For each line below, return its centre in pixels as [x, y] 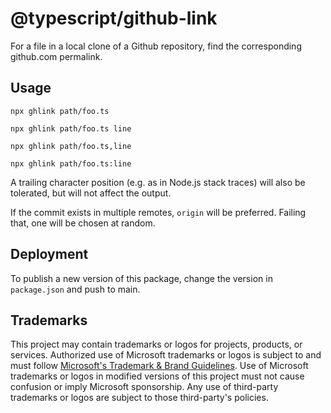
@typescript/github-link [114, 18]
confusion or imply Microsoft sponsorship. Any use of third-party [144, 387]
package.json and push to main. [75, 289]
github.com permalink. [56, 56]
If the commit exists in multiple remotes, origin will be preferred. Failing [158, 212]
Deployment [49, 254]
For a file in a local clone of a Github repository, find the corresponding [156, 46]
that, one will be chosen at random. [83, 223]
